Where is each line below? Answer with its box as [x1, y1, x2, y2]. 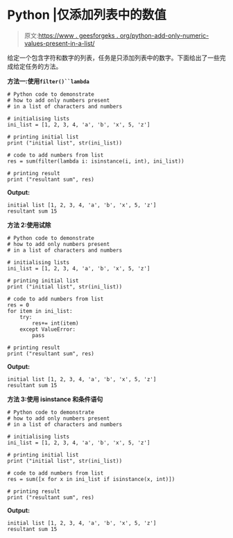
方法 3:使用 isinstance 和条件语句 [7, 395, 103, 403]
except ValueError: [19, 325, 76, 333]
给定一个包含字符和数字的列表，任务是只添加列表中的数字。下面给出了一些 [7, 54, 220, 62]
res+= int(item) [32, 320, 79, 327]
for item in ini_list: [7, 307, 73, 314]
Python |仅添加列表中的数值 [7, 7, 166, 23]
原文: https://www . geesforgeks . [24, 31, 119, 40]
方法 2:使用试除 [7, 220, 51, 229]
